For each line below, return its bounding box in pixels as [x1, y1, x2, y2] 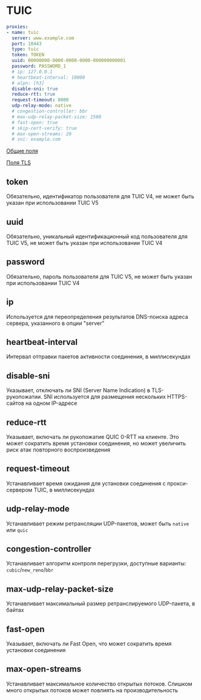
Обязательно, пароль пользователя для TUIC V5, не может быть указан [6, 273, 193, 280]
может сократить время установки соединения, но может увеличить [6, 440, 186, 447]
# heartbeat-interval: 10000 [12, 74, 85, 81]
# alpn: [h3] [12, 80, 45, 86]
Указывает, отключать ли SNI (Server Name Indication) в [6, 387, 150, 394]
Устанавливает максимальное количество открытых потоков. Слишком [6, 680, 193, 687]
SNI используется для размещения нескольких [43, 393, 166, 401]
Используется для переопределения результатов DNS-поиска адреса [6, 313, 189, 320]
